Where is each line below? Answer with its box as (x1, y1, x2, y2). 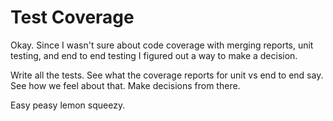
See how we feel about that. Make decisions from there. (10, 79, 241, 91)
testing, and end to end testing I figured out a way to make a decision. (10, 49, 298, 61)
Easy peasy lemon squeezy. (10, 99, 126, 111)
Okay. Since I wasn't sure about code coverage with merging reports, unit (10, 39, 314, 51)
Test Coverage (10, 6, 135, 29)
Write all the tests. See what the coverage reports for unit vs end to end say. (10, 69, 324, 81)
